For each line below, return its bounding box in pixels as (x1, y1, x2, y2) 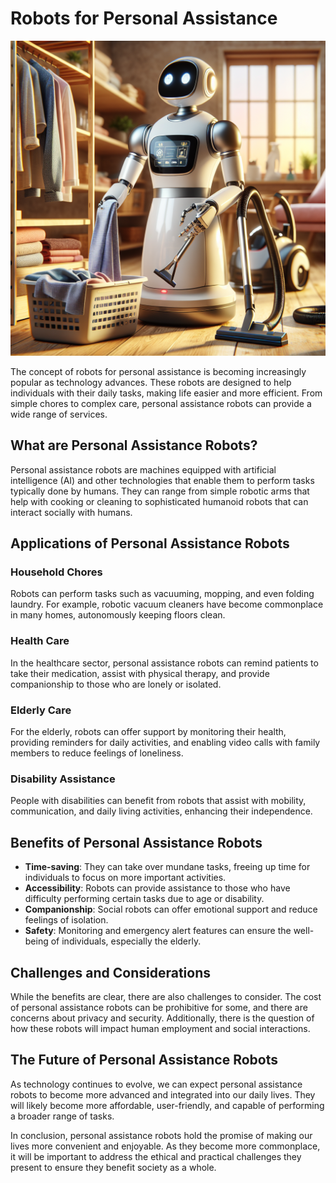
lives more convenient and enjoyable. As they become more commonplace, (10, 1140, 321, 1152)
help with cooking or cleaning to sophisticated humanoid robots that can (10, 495, 309, 507)
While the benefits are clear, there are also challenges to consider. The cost (10, 990, 322, 1002)
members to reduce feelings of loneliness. (10, 747, 184, 759)
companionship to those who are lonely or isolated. (10, 678, 222, 690)
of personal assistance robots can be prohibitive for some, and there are (10, 1001, 308, 1013)
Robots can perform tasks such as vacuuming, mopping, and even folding (10, 588, 315, 600)
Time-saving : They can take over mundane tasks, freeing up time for (24, 861, 311, 873)
